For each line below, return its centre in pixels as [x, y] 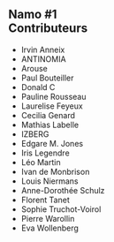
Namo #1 [33, 15]
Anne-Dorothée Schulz [63, 190]
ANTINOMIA [44, 59]
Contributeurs [48, 29]
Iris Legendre [45, 153]
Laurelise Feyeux [52, 106]
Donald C [38, 87]
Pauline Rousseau [53, 96]
